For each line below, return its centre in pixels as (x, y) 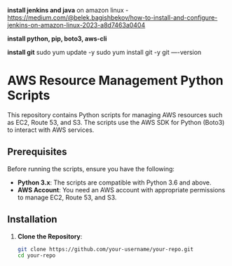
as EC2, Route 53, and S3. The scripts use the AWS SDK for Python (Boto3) (116, 122)
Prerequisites (37, 152)
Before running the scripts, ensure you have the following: (91, 168)
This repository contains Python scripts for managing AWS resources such (115, 114)
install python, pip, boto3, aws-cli (57, 39)
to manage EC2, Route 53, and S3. (67, 197)
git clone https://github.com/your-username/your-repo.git (105, 249)
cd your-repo (36, 255)
